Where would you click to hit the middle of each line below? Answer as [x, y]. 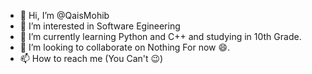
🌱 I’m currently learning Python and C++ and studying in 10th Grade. [160, 36]
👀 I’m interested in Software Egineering [100, 26]
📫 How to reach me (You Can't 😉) [91, 58]
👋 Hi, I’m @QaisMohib [64, 15]
